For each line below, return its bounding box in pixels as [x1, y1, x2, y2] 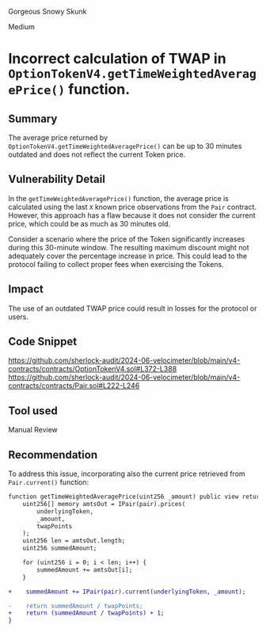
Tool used [8, 404, 58, 417]
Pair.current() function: [8, 478, 89, 487]
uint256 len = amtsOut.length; [22, 537, 126, 545]
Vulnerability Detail [8, 173, 105, 186]
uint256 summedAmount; [22, 544, 97, 553]
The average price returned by [8, 133, 108, 142]
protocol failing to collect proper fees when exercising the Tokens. [8, 259, 224, 268]
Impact [8, 283, 44, 296]
